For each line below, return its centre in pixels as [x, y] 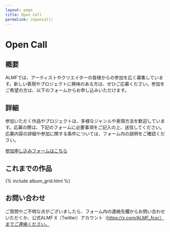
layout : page [19, 10]
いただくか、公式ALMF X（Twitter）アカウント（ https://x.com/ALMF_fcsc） [85, 218]
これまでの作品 [29, 168]
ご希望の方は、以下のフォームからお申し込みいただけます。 [67, 90]
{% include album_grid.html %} [38, 181]
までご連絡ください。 [27, 224]
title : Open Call [24, 15]
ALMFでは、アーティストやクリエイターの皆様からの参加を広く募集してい [82, 78]
